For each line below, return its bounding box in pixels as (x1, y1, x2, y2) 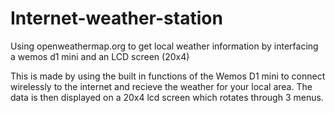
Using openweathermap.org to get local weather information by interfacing (10, 40, 319, 52)
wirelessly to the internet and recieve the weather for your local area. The (10, 80, 313, 92)
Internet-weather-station (10, 7, 223, 30)
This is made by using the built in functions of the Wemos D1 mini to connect (10, 70, 326, 82)
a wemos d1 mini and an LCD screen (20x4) (10, 50, 190, 62)
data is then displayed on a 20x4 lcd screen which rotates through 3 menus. (10, 91, 324, 103)
